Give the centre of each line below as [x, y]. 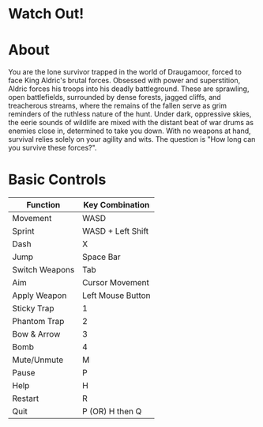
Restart [26, 398]
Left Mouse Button [116, 295]
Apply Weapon [39, 295]
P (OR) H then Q [112, 411]
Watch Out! [46, 14]
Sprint [23, 231]
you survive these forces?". [53, 148]
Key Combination [116, 205]
